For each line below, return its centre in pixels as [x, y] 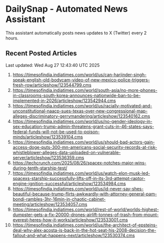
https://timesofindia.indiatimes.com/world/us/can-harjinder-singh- [80, 75]
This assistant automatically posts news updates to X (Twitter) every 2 [76, 33]
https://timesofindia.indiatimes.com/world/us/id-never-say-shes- [78, 188]
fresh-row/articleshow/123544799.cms [52, 85]
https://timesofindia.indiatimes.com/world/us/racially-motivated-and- [82, 105]
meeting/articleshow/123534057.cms [50, 204]
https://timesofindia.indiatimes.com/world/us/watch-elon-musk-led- [81, 173]
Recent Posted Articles [41, 53]
